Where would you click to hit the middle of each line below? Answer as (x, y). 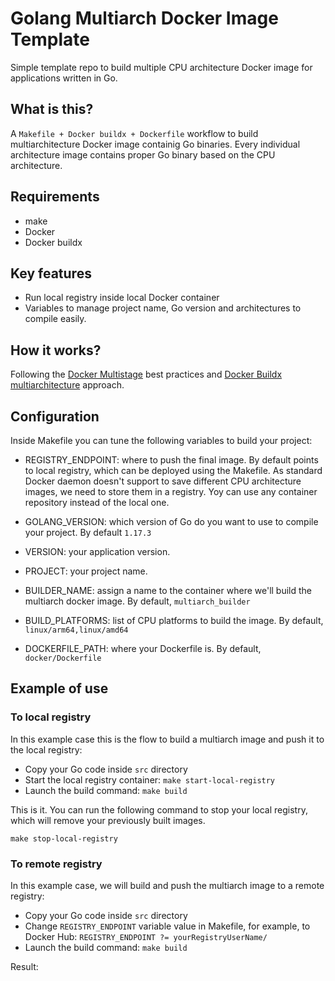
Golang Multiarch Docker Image (144, 18)
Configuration (55, 416)
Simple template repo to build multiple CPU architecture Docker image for (161, 67)
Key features (51, 273)
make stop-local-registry (64, 838)
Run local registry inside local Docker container (122, 298)
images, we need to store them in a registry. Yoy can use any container (171, 491)
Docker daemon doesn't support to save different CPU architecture (163, 481)
